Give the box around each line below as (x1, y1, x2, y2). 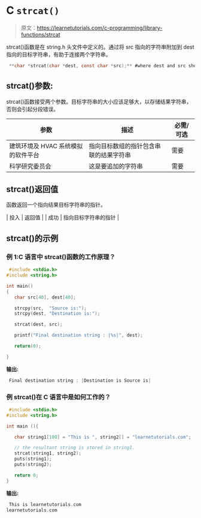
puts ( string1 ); (14, 456, 52, 462)
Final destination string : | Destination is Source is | (8, 377, 151, 384)
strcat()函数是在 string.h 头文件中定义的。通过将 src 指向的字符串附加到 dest (6, 43, 194, 50)
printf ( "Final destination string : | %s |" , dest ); (14, 332, 144, 339)
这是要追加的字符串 (89, 162, 143, 170)
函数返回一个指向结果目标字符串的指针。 (6, 201, 106, 209)
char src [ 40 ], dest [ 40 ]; (14, 294, 77, 300)
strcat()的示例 (6, 233, 59, 243)
